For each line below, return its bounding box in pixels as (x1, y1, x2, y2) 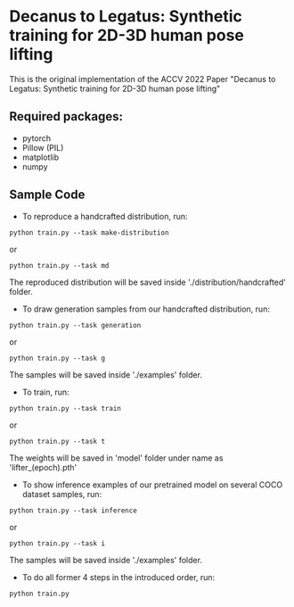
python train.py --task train (9, 403, 122, 412)
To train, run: (21, 387, 69, 397)
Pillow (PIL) (21, 142, 64, 153)
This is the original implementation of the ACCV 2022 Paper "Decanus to (9, 73, 276, 84)
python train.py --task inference (9, 506, 138, 515)
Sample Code (9, 187, 86, 203)
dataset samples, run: (21, 488, 102, 499)
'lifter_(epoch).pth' (9, 461, 78, 472)
